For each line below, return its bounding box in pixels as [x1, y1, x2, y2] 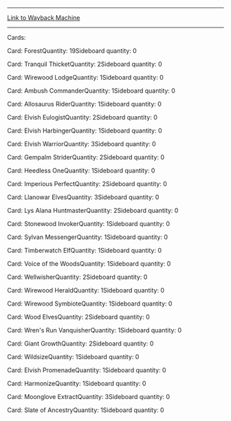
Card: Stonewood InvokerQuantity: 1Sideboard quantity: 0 [7, 220, 170, 227]
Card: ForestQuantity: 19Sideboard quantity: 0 [7, 47, 137, 55]
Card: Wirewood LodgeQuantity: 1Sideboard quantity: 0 [7, 73, 164, 81]
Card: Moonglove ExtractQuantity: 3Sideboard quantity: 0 [7, 393, 170, 400]
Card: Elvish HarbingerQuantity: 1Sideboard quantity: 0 [7, 126, 162, 135]
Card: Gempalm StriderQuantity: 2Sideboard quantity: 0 [7, 153, 165, 161]
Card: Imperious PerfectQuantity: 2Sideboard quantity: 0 [7, 180, 167, 187]
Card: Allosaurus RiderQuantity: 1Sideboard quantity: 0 [7, 100, 162, 108]
